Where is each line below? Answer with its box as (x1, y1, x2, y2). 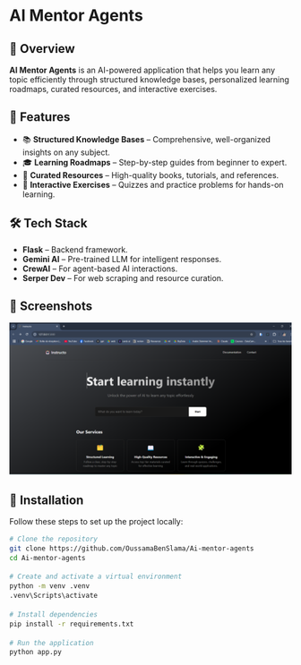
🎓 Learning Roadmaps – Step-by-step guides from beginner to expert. (21, 157, 288, 167)
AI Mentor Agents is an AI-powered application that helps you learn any (9, 64, 276, 75)
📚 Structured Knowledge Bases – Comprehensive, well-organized (21, 133, 271, 144)
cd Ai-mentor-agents (9, 553, 87, 562)
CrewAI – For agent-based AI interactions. (21, 263, 178, 274)
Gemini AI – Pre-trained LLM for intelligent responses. (21, 253, 222, 264)
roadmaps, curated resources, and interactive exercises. (9, 84, 218, 94)
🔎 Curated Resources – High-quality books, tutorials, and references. (21, 169, 279, 180)
